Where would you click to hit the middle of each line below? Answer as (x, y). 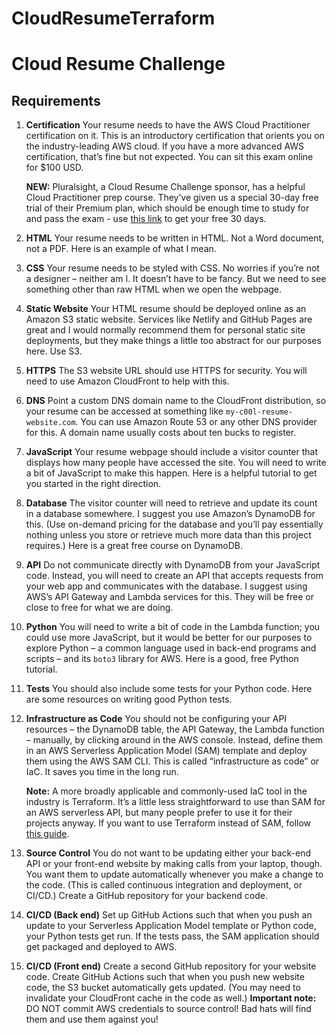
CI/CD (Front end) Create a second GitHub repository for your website (171, 966)
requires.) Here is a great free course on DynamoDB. (134, 546)
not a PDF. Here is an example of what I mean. (121, 249)
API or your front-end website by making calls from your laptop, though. (174, 864)
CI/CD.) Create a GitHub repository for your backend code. (146, 896)
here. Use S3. (54, 351)
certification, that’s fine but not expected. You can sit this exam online (169, 157)
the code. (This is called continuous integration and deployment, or (164, 885)
